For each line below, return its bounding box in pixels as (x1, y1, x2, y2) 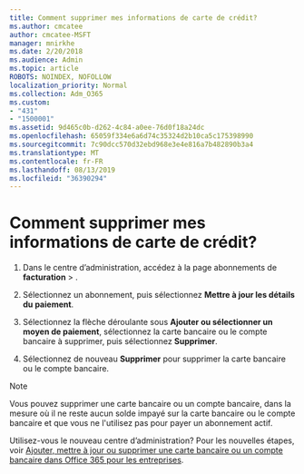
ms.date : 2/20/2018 (9, 47, 83, 56)
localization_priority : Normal (9, 81, 128, 90)
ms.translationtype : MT (9, 148, 100, 157)
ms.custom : (9, 97, 51, 107)
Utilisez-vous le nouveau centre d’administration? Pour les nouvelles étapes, (9, 435, 295, 446)
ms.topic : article (9, 64, 79, 74)
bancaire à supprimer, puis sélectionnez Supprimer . (22, 336, 218, 347)
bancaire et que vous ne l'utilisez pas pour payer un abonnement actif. (9, 418, 273, 429)
